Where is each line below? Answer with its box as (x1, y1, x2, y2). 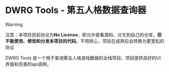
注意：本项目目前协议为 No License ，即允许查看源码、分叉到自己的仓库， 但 (5, 31, 162, 37)
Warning (5, 21, 23, 27)
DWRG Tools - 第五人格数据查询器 (5, 4, 147, 16)
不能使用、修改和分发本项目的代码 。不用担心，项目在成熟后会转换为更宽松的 (5, 38, 164, 44)
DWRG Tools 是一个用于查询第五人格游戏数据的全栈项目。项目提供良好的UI (5, 54, 161, 60)
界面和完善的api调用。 (5, 61, 51, 67)
